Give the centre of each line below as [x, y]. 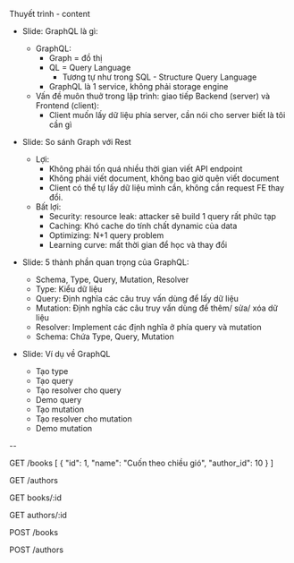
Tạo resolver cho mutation [84, 419]
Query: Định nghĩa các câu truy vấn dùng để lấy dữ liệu [137, 299]
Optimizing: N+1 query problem [106, 235]
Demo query [59, 400]
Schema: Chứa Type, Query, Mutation [105, 337]
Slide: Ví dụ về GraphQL [66, 354]
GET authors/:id [38, 515]
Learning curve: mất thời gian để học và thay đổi [138, 245]
